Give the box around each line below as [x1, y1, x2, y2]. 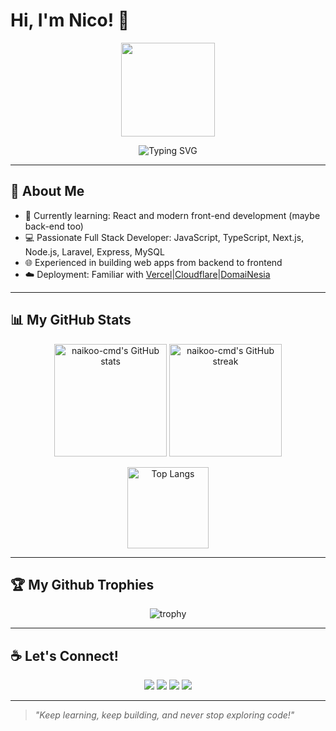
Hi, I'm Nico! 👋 [10, 9, 130, 32]
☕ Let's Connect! [10, 647, 119, 664]
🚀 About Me [10, 183, 85, 200]
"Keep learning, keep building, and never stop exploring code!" [34, 709, 295, 721]
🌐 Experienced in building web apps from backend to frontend [24, 256, 283, 268]
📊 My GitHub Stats [10, 312, 132, 329]
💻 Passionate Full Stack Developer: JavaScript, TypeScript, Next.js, [24, 231, 305, 243]
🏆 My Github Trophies [10, 576, 155, 593]
